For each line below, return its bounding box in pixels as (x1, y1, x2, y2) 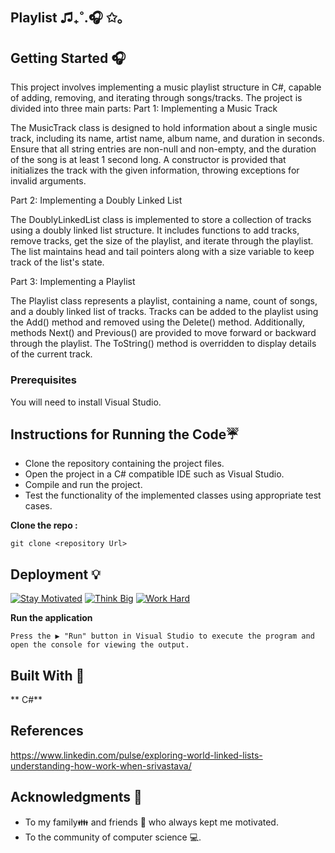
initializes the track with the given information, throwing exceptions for (10, 164, 300, 177)
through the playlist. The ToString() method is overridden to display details (10, 338, 317, 350)
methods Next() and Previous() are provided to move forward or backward (10, 327, 317, 339)
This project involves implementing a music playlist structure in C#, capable (10, 81, 322, 93)
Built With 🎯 (10, 667, 85, 684)
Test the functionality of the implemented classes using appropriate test (24, 489, 322, 502)
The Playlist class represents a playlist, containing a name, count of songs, (10, 295, 318, 307)
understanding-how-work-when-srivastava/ (10, 759, 192, 772)
